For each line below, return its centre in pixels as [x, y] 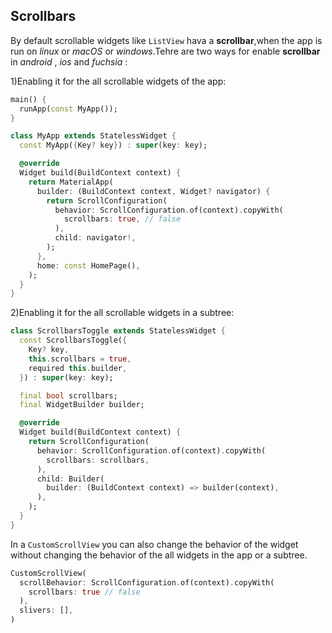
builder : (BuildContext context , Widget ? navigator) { [153, 191]
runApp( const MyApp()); [68, 109]
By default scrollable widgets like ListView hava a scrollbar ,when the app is [166, 40]
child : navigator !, [95, 238]
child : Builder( [70, 479]
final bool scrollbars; [68, 395]
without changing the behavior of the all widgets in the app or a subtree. [159, 555]
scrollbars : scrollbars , [98, 460]
